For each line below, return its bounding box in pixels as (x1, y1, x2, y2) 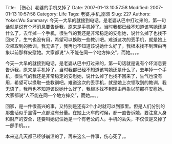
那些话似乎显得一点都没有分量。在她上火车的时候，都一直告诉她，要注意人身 (5, 110, 167, 115)
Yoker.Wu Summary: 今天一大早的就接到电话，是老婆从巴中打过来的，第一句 (5, 17, 166, 23)
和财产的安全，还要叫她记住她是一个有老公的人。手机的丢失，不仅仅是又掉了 (5, 116, 167, 122)
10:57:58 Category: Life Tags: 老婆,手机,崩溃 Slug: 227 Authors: (17, 11, 151, 17)
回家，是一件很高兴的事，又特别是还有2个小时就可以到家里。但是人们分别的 (5, 103, 165, 109)
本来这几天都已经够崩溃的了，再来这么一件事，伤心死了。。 (5, 133, 129, 139)
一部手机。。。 (5, 122, 32, 128)
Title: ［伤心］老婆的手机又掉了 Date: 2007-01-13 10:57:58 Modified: (5, 5, 149, 10)
